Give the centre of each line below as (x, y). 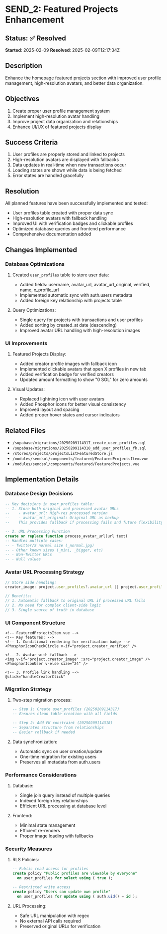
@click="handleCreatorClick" (35, 677)
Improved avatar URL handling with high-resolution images (80, 330)
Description (24, 66)
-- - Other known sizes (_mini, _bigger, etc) (54, 550)
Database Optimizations (35, 264)
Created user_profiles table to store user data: (61, 275)
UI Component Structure (35, 623)
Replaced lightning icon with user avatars (62, 399)
